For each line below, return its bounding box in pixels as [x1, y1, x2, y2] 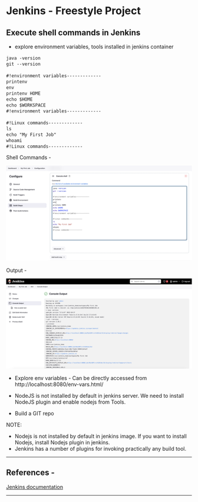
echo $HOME [6, 97, 33, 102]
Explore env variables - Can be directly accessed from [14, 375, 147, 381]
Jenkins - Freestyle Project [6, 4, 141, 18]
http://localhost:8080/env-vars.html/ [14, 381, 104, 388]
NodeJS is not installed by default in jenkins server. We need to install [14, 393, 184, 399]
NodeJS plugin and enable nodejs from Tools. [14, 398, 126, 405]
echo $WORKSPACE [6, 102, 46, 108]
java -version [6, 55, 41, 61]
